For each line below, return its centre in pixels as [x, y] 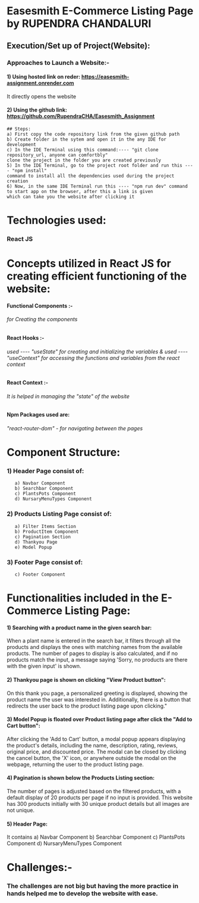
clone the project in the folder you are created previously [84, 160]
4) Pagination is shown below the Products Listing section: [81, 778]
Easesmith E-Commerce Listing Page [100, 11]
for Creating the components [42, 319]
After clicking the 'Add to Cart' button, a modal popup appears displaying [96, 739]
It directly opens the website [42, 96]
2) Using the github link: [37, 110]
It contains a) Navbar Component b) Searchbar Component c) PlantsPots [96, 837]
